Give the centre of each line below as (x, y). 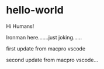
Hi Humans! (20, 26)
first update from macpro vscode (46, 48)
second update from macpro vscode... (52, 60)
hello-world (35, 10)
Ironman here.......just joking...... (44, 37)
